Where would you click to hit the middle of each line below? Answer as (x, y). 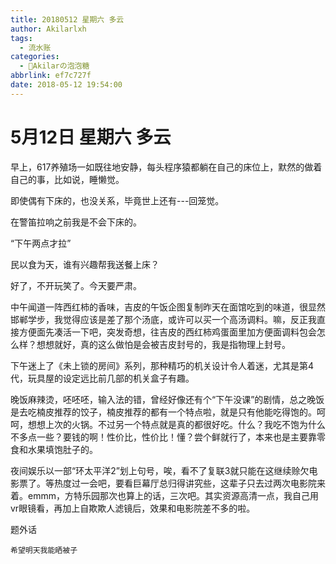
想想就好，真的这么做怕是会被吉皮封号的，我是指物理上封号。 (163, 344)
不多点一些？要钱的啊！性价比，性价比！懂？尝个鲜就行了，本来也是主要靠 (163, 437)
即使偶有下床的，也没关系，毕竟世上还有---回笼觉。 (117, 200)
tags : (21, 38)
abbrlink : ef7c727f (51, 76)
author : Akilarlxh (48, 29)
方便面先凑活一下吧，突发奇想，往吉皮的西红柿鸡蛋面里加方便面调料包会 (167, 332)
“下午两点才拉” (41, 243)
